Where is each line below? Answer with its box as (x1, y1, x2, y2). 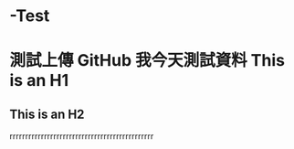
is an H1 (9, 70, 69, 91)
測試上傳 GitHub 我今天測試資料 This (9, 50, 286, 71)
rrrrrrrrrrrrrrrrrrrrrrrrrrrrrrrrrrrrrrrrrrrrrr (9, 131, 154, 142)
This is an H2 (9, 106, 85, 122)
